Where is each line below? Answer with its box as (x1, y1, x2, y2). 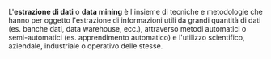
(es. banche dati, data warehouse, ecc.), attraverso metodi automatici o (8, 24, 247, 33)
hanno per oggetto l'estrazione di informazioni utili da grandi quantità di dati (8, 15, 261, 25)
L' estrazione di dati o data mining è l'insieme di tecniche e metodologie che (8, 7, 263, 16)
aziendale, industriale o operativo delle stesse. (8, 41, 163, 51)
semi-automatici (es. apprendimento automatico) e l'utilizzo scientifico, (8, 32, 245, 42)
